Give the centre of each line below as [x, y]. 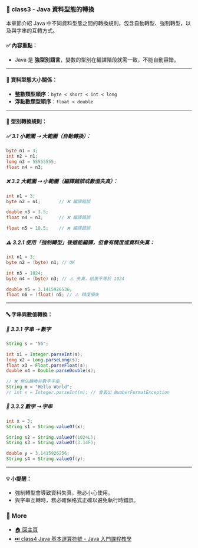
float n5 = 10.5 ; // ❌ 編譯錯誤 [48, 229]
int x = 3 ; [19, 421]
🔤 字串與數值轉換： [29, 314]
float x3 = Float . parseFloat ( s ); [47, 365]
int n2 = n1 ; [22, 156]
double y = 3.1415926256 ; [38, 454]
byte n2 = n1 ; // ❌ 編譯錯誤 [48, 201]
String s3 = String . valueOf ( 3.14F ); [51, 443]
